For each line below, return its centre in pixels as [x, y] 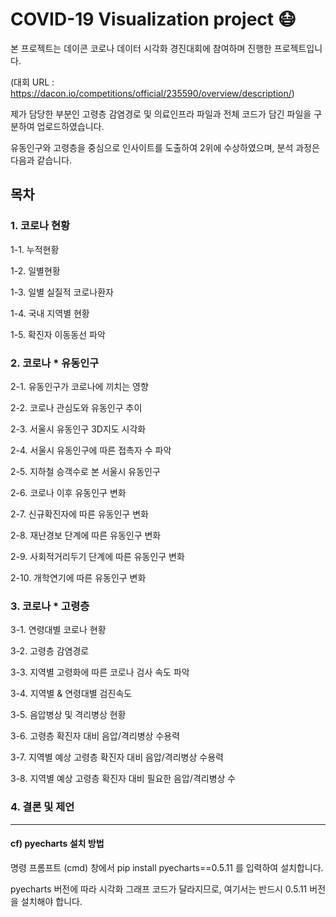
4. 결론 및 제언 [42, 807]
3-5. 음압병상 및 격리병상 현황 [68, 715]
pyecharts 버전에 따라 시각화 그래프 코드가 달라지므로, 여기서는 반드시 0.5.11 [159, 889]
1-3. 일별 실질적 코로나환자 [62, 292]
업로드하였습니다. [70, 126]
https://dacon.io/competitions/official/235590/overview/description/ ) [152, 93]
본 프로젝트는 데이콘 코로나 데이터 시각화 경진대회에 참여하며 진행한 [141, 48]
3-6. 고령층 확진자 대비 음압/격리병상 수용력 [95, 736]
